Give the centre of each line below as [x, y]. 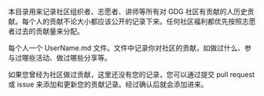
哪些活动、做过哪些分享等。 [66, 58]
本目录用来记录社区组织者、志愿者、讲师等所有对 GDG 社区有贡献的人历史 [128, 11]
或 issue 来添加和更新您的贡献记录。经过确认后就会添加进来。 [108, 84]
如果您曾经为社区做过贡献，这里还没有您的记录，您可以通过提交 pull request [132, 74]
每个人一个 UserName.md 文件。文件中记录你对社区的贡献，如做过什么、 [126, 48]
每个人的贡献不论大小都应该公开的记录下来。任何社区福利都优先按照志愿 [139, 21]
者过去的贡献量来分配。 [46, 31]
